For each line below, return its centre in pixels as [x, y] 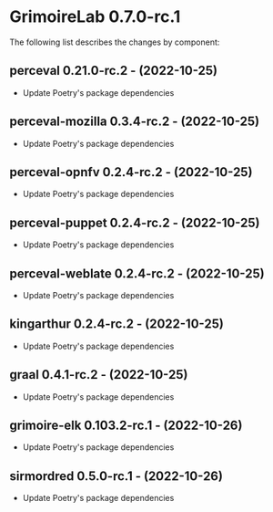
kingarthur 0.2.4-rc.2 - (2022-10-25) [117, 324]
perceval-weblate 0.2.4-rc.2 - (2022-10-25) [137, 273]
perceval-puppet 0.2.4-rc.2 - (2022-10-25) [135, 222]
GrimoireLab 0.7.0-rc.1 [95, 17]
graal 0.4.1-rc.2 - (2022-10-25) [99, 375]
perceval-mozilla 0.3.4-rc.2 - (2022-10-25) [135, 122]
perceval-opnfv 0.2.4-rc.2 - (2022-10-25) [131, 172]
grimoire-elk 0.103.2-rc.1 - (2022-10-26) [126, 426]
